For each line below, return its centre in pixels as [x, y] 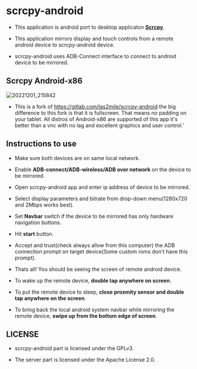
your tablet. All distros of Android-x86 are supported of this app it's [96, 119]
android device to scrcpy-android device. [64, 45]
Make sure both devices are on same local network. [77, 158]
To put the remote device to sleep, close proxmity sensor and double [99, 292]
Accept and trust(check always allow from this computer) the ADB [95, 245]
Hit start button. [34, 234]
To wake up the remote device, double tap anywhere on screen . [93, 280]
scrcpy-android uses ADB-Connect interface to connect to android [95, 56]
